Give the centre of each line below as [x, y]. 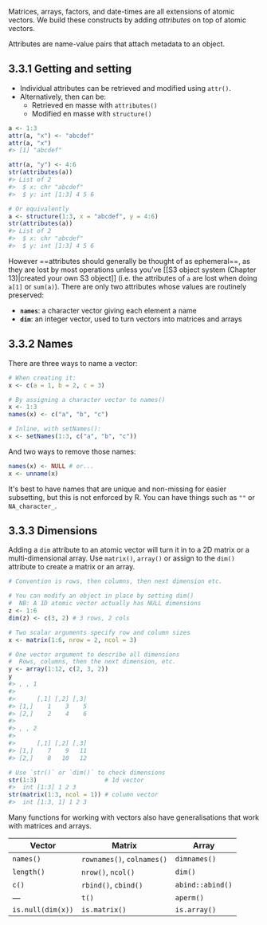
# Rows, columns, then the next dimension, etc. [92, 662]
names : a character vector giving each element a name [108, 310]
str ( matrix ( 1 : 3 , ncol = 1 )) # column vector [83, 795]
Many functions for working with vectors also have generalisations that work [134, 817]
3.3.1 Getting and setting [70, 69]
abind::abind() [204, 885]
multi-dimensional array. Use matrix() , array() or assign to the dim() [122, 558]
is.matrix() [104, 910]
